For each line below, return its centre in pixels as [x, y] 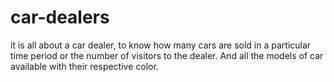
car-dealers [60, 17]
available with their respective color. [84, 66]
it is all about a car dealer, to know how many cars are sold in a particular [161, 45]
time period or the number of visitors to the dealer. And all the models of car [167, 55]
